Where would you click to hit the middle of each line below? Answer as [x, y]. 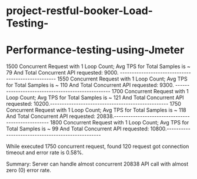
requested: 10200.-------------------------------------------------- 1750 [94, 104]
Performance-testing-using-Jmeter [95, 50]
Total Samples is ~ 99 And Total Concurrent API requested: [78, 129]
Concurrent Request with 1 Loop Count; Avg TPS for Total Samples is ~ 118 [96, 110]
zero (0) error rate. [29, 170]
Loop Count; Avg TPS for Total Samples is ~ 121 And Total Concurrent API [95, 97]
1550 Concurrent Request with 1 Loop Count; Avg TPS [122, 79]
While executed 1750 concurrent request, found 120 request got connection [98, 146]
